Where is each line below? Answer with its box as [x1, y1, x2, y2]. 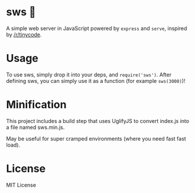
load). [6, 141, 21, 148]
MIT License [6, 181, 37, 188]
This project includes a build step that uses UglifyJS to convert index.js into [6, 117, 190, 124]
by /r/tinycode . [6, 31, 42, 38]
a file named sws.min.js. [6, 124, 65, 131]
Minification [6, 98, 67, 111]
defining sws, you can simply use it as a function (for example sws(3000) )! [6, 77, 186, 84]
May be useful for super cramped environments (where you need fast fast [6, 135, 186, 142]
